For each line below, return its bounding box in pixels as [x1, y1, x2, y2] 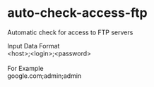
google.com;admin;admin [7, 72, 82, 80]
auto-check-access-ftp [7, 5, 148, 21]
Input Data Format [7, 41, 60, 50]
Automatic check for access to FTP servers [7, 28, 134, 36]
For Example [7, 64, 44, 72]
